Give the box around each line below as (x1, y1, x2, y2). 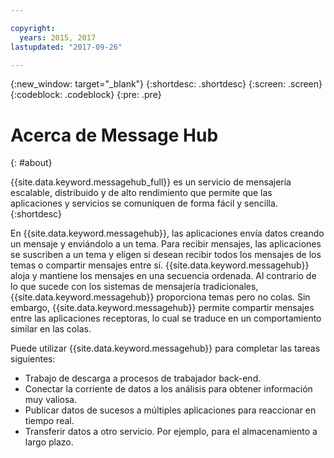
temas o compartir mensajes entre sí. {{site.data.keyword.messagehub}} (10, 259, 310, 271)
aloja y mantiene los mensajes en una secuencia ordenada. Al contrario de (10, 270, 317, 282)
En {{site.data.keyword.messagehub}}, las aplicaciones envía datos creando (10, 227, 325, 240)
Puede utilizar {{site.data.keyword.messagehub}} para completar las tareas (10, 342, 321, 355)
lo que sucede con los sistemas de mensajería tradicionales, (10, 281, 259, 293)
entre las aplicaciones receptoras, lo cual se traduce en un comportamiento (10, 312, 322, 325)
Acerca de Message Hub (10, 124, 219, 146)
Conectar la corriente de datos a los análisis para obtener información (24, 383, 313, 395)
